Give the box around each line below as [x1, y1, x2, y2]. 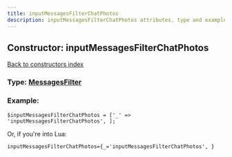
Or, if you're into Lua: [7, 129, 67, 138]
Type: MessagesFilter [7, 77, 82, 87]
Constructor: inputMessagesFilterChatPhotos [7, 42, 209, 54]
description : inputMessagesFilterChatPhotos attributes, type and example [7, 17, 227, 23]
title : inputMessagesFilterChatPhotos [7, 10, 119, 17]
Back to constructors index [7, 60, 84, 69]
